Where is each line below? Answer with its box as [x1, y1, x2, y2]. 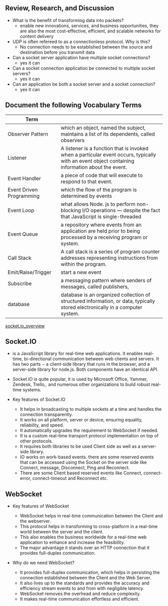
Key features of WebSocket [12, 503, 69, 509]
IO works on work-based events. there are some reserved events [19, 454, 154, 460]
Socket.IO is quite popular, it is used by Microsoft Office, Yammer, [12, 376, 148, 382]
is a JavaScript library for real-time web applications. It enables [12, 350, 143, 357]
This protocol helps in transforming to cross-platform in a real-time [19, 523, 158, 529]
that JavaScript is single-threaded [60, 213, 141, 220]
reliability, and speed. [19, 422, 64, 428]
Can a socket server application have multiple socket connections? [12, 55, 150, 61]
